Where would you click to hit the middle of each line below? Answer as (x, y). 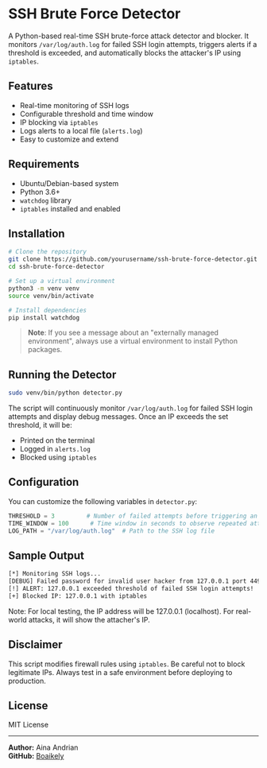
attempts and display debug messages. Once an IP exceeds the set (118, 417)
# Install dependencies (48, 310)
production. (27, 681)
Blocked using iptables (58, 457)
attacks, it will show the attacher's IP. (89, 619)
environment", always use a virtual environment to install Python (133, 341)
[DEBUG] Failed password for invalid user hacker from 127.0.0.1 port (128, 581)
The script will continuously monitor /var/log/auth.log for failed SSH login (130, 408)
